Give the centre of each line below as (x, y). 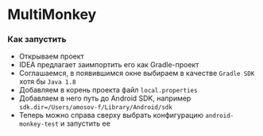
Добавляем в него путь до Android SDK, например (105, 98)
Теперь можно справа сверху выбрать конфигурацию (111, 115)
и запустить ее (85, 123)
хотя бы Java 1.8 (47, 81)
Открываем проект (51, 56)
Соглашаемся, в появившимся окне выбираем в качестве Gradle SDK (137, 74)
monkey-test (39, 124)
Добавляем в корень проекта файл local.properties (108, 90)
